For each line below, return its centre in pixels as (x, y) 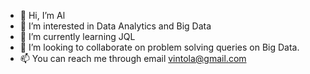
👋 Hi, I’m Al (42, 15)
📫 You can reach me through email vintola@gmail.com (133, 58)
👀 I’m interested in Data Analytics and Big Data (115, 26)
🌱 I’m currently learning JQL (77, 36)
